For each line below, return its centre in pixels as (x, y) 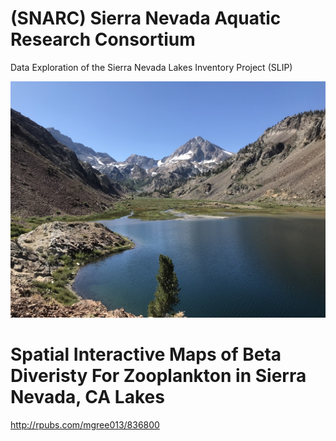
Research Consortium (103, 39)
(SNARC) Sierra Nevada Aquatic (146, 18)
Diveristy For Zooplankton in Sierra (158, 376)
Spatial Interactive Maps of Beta (146, 354)
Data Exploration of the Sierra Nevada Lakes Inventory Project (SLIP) (151, 67)
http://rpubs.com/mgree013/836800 (85, 424)
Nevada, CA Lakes (87, 397)
